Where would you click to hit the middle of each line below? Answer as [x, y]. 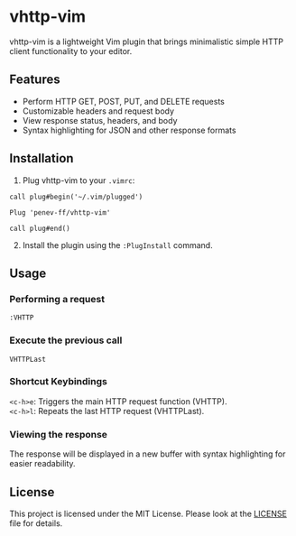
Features [35, 80]
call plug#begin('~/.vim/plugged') [76, 197]
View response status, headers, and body [100, 120]
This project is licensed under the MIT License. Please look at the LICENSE [148, 513]
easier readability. [42, 464]
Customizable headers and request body [98, 111]
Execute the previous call [66, 340]
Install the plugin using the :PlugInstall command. [118, 245]
